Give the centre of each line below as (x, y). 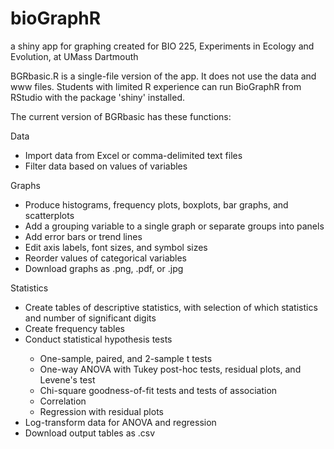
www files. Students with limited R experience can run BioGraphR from (156, 86)
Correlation (63, 401)
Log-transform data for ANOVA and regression (120, 422)
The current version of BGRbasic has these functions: (121, 116)
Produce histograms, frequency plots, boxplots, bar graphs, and (156, 204)
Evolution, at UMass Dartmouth (74, 56)
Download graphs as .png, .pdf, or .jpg (104, 268)
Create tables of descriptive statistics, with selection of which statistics (171, 307)
